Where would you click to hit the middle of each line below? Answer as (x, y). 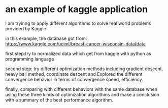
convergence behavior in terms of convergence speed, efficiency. (74, 79)
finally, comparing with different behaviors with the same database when (81, 89)
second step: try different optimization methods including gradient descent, (84, 69)
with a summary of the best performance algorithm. (59, 100)
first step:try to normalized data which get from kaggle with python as (78, 53)
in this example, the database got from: (46, 38)
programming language (30, 59)
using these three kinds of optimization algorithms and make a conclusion (82, 94)
